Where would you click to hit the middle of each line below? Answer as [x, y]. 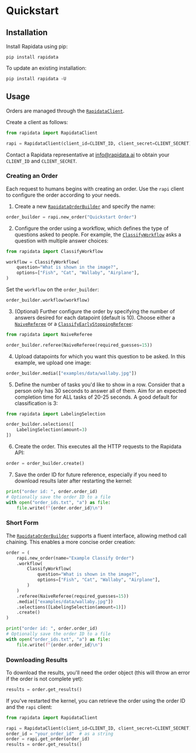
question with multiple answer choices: [62, 241]
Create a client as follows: [37, 122]
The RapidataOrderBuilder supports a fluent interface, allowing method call [96, 535]
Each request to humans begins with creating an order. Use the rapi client [95, 189]
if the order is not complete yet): [45, 679]
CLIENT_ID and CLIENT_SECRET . [42, 161]
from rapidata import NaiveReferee [49, 334]
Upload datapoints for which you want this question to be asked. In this [100, 356]
